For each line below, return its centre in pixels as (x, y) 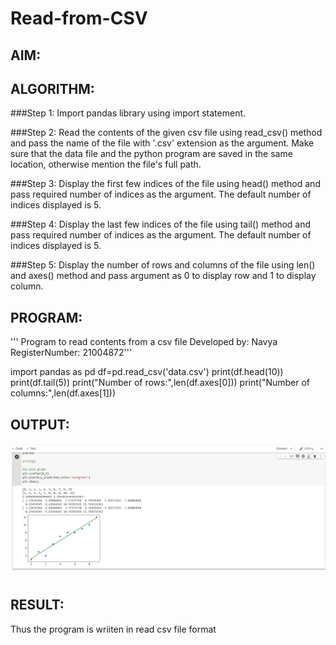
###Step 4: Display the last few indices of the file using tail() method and (161, 224)
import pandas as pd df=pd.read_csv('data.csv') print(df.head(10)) (147, 372)
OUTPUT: (40, 424)
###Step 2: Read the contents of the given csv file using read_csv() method (166, 133)
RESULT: (37, 605)
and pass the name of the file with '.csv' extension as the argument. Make (162, 143)
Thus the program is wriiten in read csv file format (113, 629)
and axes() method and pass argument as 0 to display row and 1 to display (163, 276)
